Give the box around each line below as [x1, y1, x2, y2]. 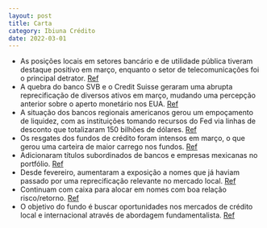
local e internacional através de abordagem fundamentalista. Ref [19, 210, 236, 220]
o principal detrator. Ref [19, 73, 99, 83]
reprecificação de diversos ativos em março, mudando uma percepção [19, 90, 257, 101]
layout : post [8, 11, 52, 20]
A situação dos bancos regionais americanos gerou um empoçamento [19, 108, 254, 118]
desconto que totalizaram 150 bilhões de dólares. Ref [19, 125, 198, 135]
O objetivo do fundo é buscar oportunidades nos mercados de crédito [19, 202, 253, 212]
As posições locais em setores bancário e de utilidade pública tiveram [19, 56, 253, 66]
